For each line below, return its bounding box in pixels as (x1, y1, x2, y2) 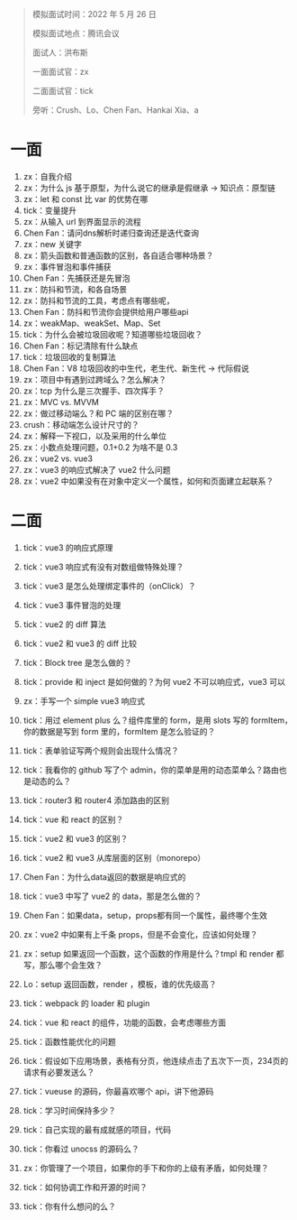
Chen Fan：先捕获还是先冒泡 (22, 273, 130, 283)
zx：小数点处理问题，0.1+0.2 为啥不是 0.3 (22, 441, 178, 452)
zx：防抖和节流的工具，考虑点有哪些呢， (22, 295, 175, 306)
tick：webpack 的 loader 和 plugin (22, 997, 150, 1009)
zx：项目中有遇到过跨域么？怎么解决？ (22, 374, 167, 384)
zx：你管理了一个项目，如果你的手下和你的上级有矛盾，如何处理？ (22, 1162, 269, 1173)
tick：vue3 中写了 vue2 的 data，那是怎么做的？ (22, 891, 202, 901)
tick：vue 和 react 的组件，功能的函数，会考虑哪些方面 (22, 1017, 227, 1028)
